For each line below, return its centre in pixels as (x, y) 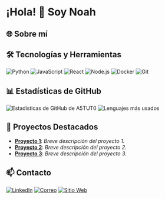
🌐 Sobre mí (27, 34)
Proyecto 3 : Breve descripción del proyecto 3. (70, 154)
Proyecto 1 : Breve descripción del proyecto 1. (70, 141)
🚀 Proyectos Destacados (52, 127)
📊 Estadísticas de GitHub (54, 91)
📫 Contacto (29, 173)
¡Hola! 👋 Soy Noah (51, 12)
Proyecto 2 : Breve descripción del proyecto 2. (70, 148)
